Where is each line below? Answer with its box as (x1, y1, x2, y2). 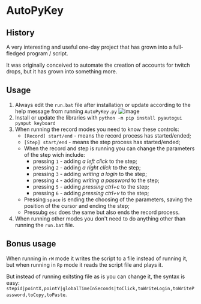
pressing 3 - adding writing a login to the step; (32, 170, 147, 177)
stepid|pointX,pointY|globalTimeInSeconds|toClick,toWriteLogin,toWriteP (6, 285, 195, 291)
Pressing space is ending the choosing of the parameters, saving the (23, 196, 193, 203)
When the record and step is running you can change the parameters (23, 145, 195, 152)
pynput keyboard (14, 120, 56, 126)
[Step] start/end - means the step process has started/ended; (23, 138, 181, 145)
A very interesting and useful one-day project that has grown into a (6, 43, 172, 50)
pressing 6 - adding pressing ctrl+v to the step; (32, 189, 149, 196)
